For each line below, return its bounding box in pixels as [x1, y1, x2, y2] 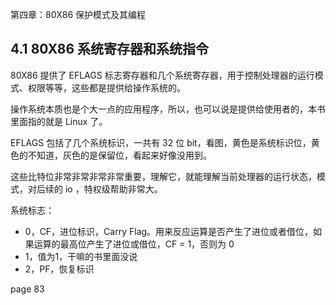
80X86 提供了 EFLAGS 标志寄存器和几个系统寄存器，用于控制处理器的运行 [10, 69, 315, 81]
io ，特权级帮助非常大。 [64, 183, 163, 195]
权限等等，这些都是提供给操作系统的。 [27, 81, 186, 93]
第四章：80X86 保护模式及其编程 [10, 9, 147, 20]
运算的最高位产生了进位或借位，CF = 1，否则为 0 [33, 238, 235, 250]
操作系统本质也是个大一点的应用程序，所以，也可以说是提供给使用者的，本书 [10, 103, 326, 115]
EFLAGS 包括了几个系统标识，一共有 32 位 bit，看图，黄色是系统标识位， [10, 136, 312, 148]
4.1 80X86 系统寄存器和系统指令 [10, 41, 210, 58]
